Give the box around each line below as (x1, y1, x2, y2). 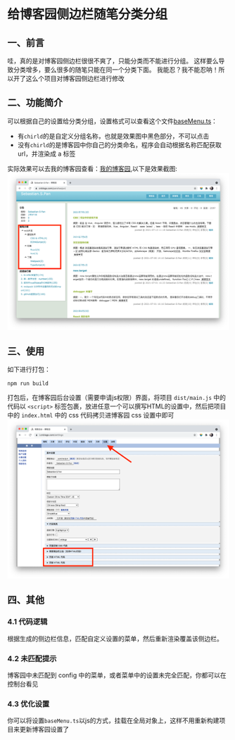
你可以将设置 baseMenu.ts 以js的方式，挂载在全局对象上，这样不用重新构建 (7, 716, 220, 725)
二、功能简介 (7, 96, 63, 109)
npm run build (7, 380, 49, 387)
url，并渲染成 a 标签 (17, 149, 76, 158)
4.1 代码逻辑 (7, 617, 48, 627)
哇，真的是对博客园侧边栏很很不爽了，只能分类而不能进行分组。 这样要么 (7, 57, 219, 65)
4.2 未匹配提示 (7, 653, 57, 663)
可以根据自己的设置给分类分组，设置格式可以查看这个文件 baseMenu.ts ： (7, 117, 218, 125)
